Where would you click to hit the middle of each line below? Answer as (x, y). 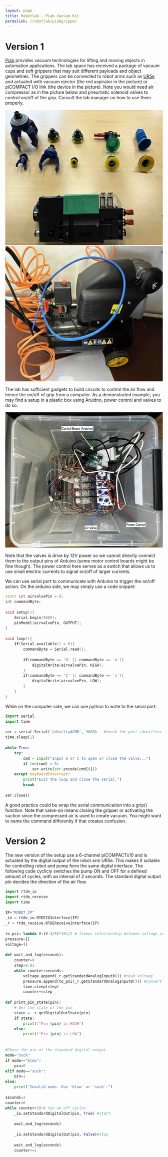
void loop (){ (19, 639)
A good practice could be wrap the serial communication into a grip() (76, 805)
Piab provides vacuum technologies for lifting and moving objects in (75, 61)
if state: (24, 1018)
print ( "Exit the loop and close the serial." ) (72, 780)
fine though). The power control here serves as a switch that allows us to (80, 566)
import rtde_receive (27, 897)
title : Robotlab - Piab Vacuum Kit (42, 16)
